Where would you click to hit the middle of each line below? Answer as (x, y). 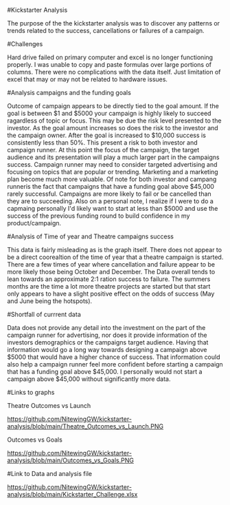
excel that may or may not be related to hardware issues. (88, 79)
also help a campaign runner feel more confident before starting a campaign (115, 364)
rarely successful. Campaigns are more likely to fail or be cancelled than (109, 194)
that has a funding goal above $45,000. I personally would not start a (105, 372)
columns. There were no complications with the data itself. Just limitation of (114, 72)
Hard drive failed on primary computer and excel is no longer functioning (110, 57)
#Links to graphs (31, 392)
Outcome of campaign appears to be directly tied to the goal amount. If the (113, 106)
